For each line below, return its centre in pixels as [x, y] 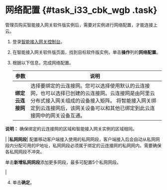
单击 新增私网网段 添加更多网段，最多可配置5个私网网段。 [63, 162]
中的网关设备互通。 [63, 116]
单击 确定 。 [23, 182]
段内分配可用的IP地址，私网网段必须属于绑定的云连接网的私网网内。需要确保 [83, 145]
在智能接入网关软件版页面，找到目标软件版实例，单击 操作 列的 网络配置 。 [86, 52]
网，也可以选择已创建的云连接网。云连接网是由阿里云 [93, 93]
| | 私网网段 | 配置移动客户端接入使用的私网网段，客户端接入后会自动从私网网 [83, 139]
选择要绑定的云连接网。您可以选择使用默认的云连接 [90, 86]
